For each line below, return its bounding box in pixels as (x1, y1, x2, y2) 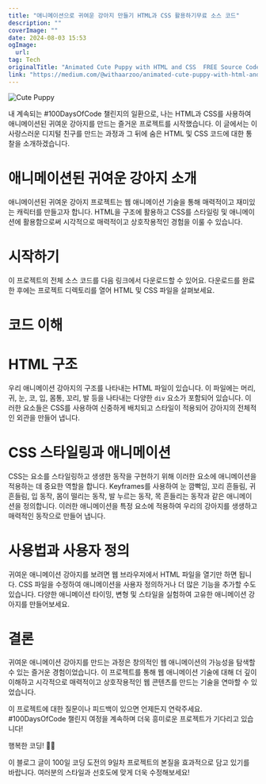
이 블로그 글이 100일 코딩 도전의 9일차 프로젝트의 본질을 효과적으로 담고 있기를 (8, 758, 250, 767)
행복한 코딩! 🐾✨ (8, 741, 55, 751)
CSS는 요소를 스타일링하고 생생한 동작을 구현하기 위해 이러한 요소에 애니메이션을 (8, 471, 257, 481)
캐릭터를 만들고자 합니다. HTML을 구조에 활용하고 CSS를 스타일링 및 (16, 207, 228, 217)
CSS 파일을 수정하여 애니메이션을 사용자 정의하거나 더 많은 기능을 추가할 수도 (18, 579, 256, 589)
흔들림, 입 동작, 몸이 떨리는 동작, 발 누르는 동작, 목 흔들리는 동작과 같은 (8, 491, 225, 501)
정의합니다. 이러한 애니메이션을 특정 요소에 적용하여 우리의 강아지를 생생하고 (22, 501, 258, 510)
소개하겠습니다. (22, 138, 70, 148)
